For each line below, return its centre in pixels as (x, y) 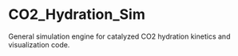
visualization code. (39, 44)
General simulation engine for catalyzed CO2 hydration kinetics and (119, 36)
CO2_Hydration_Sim (77, 15)
